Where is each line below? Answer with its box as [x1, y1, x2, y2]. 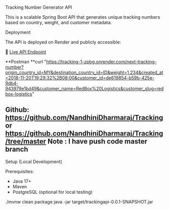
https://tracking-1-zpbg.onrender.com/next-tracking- [46, 59, 157, 65]
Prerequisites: [5, 168, 34, 174]
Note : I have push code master [47, 137, 148, 146]
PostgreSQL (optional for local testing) [12, 189, 93, 195]
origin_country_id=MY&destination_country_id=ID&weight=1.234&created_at [5, 69, 163, 75]
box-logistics [5, 91, 32, 97]
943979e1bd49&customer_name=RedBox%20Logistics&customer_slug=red [5, 86, 164, 92]
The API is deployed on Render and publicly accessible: [5, 39, 121, 45]
